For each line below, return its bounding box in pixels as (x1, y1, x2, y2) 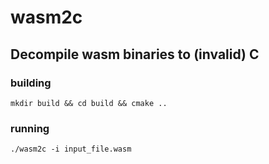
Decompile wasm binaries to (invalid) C (10, 46, 260, 63)
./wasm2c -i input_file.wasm (10, 144, 132, 155)
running (10, 121, 50, 135)
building (10, 76, 52, 90)
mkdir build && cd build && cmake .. (10, 98, 168, 108)
